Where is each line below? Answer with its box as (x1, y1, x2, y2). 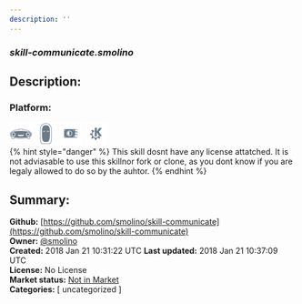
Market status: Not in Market (9, 274, 120, 286)
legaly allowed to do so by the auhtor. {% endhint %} (9, 166, 207, 177)
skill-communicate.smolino (9, 46, 135, 58)
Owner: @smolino (9, 236, 78, 247)
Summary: (9, 192, 70, 208)
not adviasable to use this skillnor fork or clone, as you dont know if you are (9, 156, 293, 167)
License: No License (9, 265, 87, 276)
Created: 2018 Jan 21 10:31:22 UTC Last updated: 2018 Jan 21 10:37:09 (9, 246, 278, 257)
